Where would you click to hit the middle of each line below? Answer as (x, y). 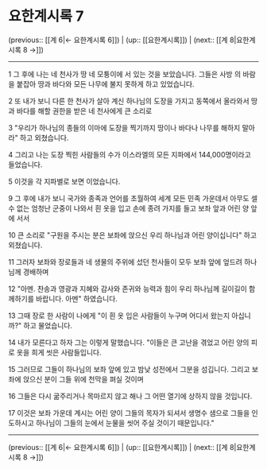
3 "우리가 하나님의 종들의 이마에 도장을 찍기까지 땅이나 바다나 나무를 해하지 (124, 127)
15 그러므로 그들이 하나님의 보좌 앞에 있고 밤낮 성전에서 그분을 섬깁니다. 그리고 (129, 369)
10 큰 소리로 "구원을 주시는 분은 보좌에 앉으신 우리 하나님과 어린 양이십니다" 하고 (132, 234)
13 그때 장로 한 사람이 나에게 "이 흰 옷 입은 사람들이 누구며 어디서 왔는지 (119, 316)
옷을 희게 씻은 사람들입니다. (59, 352)
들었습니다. (25, 165)
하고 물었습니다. (48, 325)
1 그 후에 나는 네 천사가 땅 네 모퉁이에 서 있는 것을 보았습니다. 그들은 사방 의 (125, 74)
